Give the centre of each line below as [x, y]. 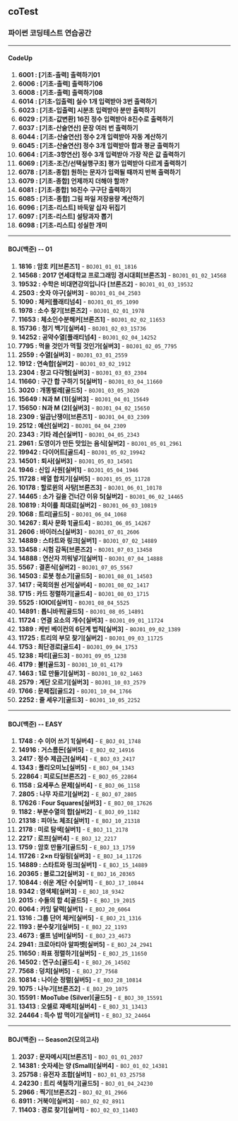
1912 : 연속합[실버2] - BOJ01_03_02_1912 [75, 364]
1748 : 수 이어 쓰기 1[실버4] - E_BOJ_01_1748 [79, 741]
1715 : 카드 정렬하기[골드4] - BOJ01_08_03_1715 [84, 594]
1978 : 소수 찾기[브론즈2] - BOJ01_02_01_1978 [81, 311]
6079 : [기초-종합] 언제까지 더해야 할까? [73, 180]
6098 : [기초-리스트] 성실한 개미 [63, 225]
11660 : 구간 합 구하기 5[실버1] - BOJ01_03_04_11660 [90, 381]
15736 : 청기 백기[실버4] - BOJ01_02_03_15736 [82, 328]
